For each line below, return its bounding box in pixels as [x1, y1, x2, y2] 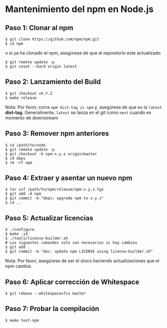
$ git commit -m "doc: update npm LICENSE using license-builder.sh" [5, 249, 153, 254]
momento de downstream [5, 114, 58, 121]
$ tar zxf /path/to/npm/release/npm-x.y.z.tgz [5, 187, 104, 192]
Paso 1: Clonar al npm [5, 24, 73, 32]
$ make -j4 [5, 232, 28, 237]
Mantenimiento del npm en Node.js [5, 4, 154, 15]
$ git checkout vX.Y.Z [5, 91, 52, 96]
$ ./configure [5, 227, 35, 232]
